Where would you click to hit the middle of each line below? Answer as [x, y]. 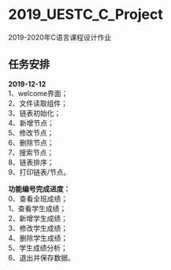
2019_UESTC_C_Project [85, 15]
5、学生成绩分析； [38, 248]
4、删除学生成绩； [38, 238]
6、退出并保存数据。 [41, 257]
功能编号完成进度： [39, 189]
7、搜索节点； [31, 152]
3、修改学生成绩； [38, 228]
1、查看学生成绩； [37, 208]
